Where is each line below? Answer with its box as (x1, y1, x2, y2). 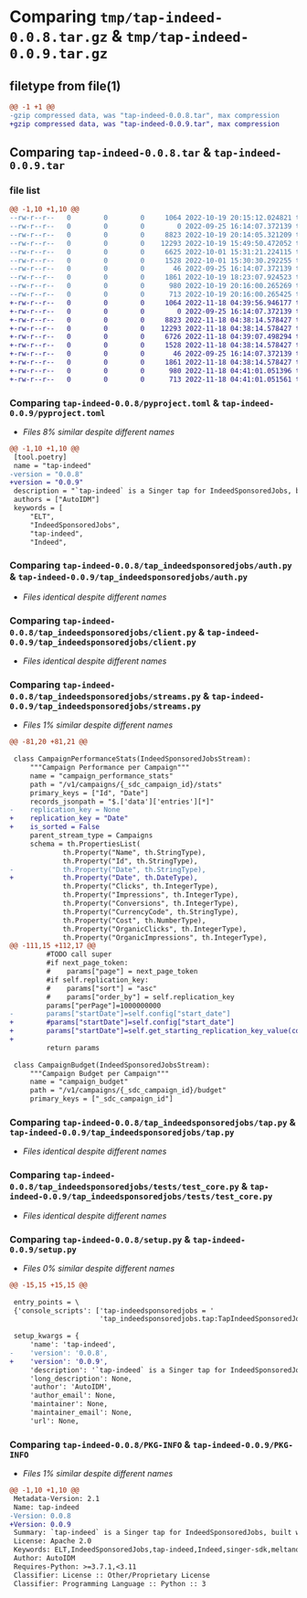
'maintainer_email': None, (29, 1408, 132, 1418)
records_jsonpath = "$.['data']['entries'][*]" (29, 797, 215, 806)
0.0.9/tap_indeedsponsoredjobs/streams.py (9, 701, 201, 711)
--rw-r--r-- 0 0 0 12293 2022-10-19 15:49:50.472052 (9, 239, 292, 248)
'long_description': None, (29, 1374, 132, 1383)
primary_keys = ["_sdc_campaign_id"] (29, 1094, 174, 1103)
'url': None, (29, 1416, 79, 1425)
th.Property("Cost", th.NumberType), (62, 916, 206, 925)
